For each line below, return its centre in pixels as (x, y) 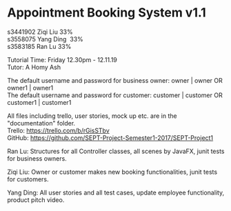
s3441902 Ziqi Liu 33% (40, 32)
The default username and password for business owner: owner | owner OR (115, 80)
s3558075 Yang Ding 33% (46, 39)
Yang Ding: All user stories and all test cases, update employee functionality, (116, 192)
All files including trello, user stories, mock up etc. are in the (92, 116)
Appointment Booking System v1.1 (107, 13)
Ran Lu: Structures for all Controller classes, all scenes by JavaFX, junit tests (116, 151)
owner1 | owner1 (30, 88)
